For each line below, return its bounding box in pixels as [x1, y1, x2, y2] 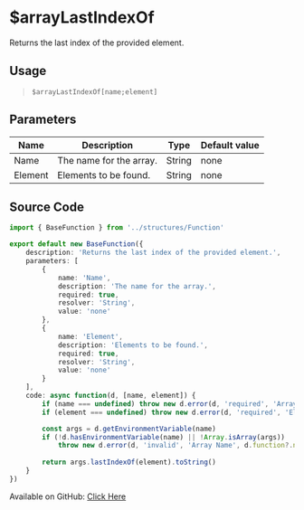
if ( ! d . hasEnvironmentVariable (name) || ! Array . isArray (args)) [42, 432, 285, 441]
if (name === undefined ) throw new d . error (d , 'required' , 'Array [42, 399, 298, 409]
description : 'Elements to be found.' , [57, 340, 208, 350]
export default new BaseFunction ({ [9, 240, 144, 249]
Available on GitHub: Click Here [9, 491, 127, 502]
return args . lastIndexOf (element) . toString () [42, 458, 217, 467]
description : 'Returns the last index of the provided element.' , [25, 248, 281, 258]
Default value [200, 138, 260, 151]
